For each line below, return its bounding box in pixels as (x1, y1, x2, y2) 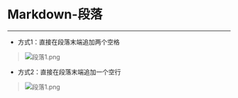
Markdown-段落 (7, 6, 103, 23)
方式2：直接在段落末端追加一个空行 (17, 68, 122, 76)
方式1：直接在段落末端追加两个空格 (17, 37, 120, 46)
